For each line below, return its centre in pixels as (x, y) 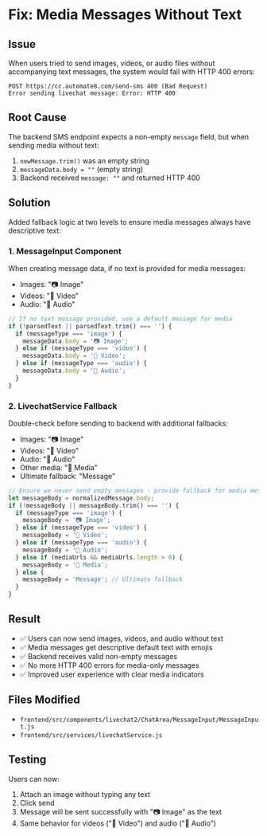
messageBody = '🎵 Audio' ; (66, 550)
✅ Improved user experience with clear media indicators (112, 674)
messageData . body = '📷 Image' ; (75, 341)
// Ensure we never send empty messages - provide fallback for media (128, 491)
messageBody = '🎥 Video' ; (66, 536)
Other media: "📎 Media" (58, 467)
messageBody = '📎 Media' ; (66, 565)
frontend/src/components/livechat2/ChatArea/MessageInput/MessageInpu (139, 720)
